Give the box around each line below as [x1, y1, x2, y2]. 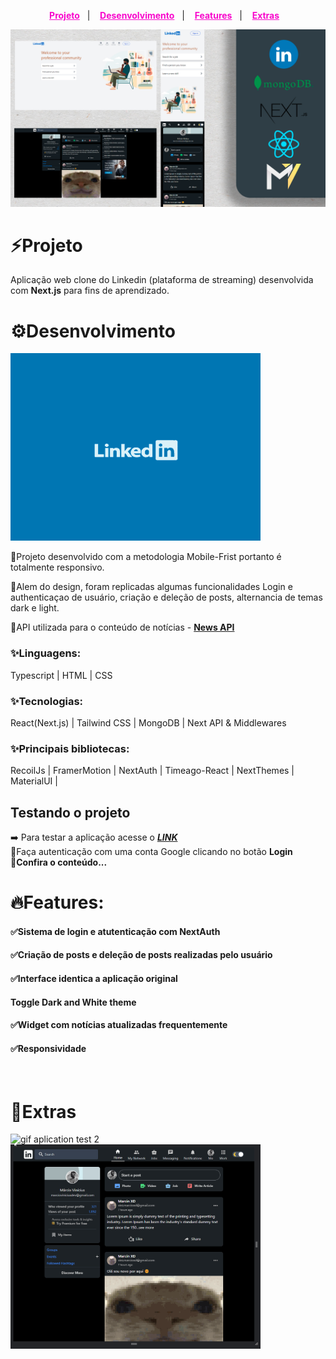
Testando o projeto [10, 804, 131, 821]
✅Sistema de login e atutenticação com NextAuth [10, 925, 221, 937]
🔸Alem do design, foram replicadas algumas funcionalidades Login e [10, 581, 293, 593]
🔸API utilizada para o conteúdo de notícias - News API [10, 621, 235, 634]
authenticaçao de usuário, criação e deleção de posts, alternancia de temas [10, 591, 323, 604]
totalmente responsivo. [10, 561, 105, 574]
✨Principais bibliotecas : [10, 741, 130, 755]
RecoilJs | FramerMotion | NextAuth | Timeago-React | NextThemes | [10, 765, 295, 777]
